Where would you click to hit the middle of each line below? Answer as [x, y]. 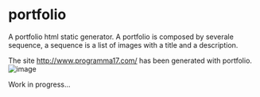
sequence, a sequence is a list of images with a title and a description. [123, 45]
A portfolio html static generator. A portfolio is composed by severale [121, 37]
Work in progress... [39, 84]
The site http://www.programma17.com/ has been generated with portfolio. [130, 60]
